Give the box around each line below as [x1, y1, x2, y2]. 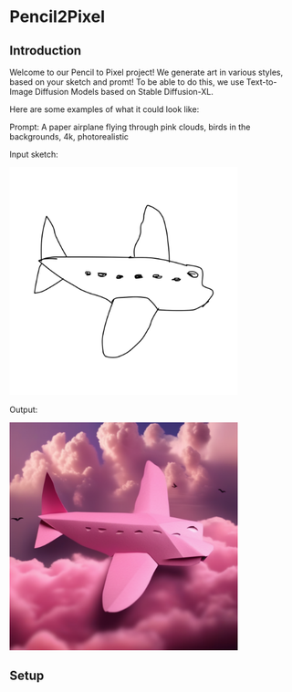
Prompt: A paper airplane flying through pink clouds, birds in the [9, 121, 251, 132]
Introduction [9, 43, 82, 58]
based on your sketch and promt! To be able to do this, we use [9, 77, 245, 88]
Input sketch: [9, 149, 59, 160]
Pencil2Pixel [9, 6, 105, 27]
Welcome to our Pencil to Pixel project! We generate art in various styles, [9, 67, 284, 77]
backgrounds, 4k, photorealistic [9, 131, 130, 142]
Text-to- [245, 77, 277, 88]
